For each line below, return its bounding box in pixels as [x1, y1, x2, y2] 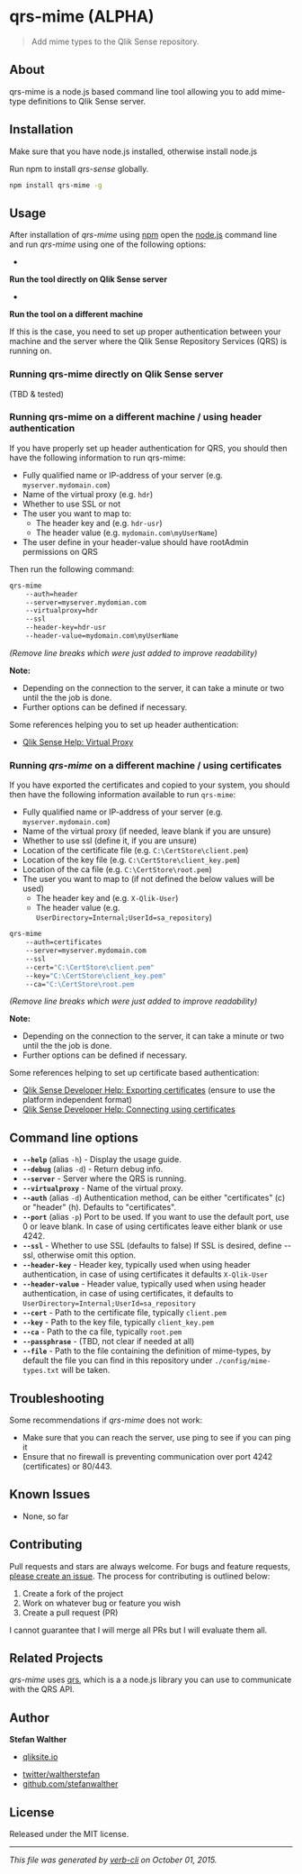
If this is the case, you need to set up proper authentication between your [9, 326, 281, 337]
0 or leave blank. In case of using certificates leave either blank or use [22, 1221, 283, 1232]
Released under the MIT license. [9, 1829, 129, 1840]
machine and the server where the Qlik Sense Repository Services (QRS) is [9, 336, 288, 347]
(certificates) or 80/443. [22, 1461, 112, 1472]
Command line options [9, 1130, 139, 1145]
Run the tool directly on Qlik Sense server [9, 274, 168, 285]
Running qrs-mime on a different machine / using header [9, 411, 262, 423]
